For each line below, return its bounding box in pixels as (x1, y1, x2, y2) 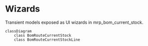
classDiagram (5, 29, 32, 33)
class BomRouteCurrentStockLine (14, 37, 80, 42)
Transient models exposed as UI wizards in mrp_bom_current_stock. (5, 19, 144, 25)
